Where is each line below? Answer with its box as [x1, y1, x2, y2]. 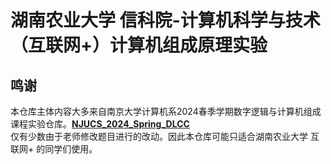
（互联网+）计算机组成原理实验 [10, 34, 268, 57]
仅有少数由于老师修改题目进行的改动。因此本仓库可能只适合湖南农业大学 [10, 131, 308, 142]
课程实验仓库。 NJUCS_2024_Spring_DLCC [10, 118, 190, 130]
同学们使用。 [44, 143, 98, 155]
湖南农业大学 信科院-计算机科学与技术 [10, 9, 321, 32]
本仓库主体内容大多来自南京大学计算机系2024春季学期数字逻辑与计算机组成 [10, 106, 322, 117]
